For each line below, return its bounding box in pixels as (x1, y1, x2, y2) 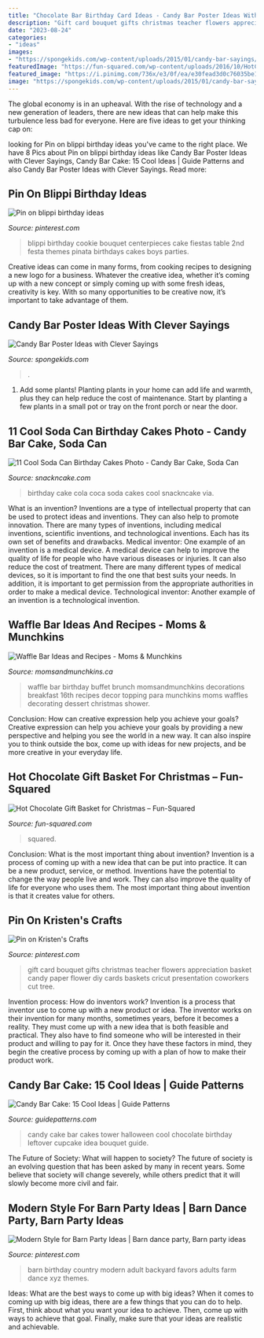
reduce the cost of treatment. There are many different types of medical (8, 562, 241, 571)
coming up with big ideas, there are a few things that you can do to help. (8, 1297, 243, 1307)
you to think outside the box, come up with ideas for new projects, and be (8, 739, 247, 748)
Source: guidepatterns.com (8, 1114, 97, 1124)
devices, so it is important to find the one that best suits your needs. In (8, 570, 236, 579)
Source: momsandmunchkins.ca (8, 667, 113, 676)
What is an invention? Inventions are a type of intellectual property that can (8, 503, 251, 512)
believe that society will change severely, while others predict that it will (8, 1170, 240, 1180)
